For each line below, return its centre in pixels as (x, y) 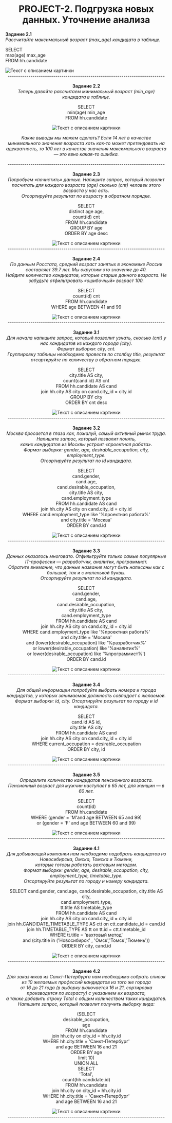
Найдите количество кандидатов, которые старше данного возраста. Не (86, 275)
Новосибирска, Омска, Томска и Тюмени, (86, 859)
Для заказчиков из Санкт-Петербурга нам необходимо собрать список (86, 976)
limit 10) (86, 1058)
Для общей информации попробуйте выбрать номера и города (86, 690)
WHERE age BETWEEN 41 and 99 (86, 307)
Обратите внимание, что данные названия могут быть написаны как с (86, 567)
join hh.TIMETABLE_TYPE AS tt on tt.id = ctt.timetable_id (86, 929)
